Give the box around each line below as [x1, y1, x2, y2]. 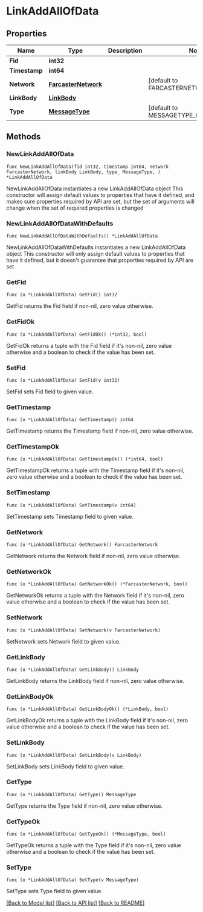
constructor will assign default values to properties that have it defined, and [6, 191, 195, 198]
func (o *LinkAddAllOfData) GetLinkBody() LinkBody [6, 667, 139, 673]
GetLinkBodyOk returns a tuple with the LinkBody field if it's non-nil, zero [6, 717, 188, 724]
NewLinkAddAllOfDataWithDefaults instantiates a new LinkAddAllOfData [6, 244, 186, 251]
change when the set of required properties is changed [6, 204, 144, 211]
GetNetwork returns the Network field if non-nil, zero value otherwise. [6, 553, 181, 560]
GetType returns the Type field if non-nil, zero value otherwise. [6, 802, 163, 810]
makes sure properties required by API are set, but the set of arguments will [6, 198, 195, 205]
